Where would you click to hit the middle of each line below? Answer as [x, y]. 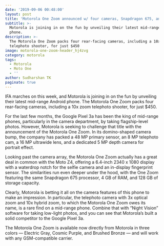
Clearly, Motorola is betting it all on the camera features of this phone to [77, 192]
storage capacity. [23, 183]
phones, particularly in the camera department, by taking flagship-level [77, 121]
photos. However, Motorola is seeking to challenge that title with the [73, 126]
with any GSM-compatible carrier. [39, 238]
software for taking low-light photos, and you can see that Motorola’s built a [81, 213]
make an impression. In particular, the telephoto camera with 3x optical [76, 197]
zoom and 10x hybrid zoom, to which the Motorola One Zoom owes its [75, 202]
